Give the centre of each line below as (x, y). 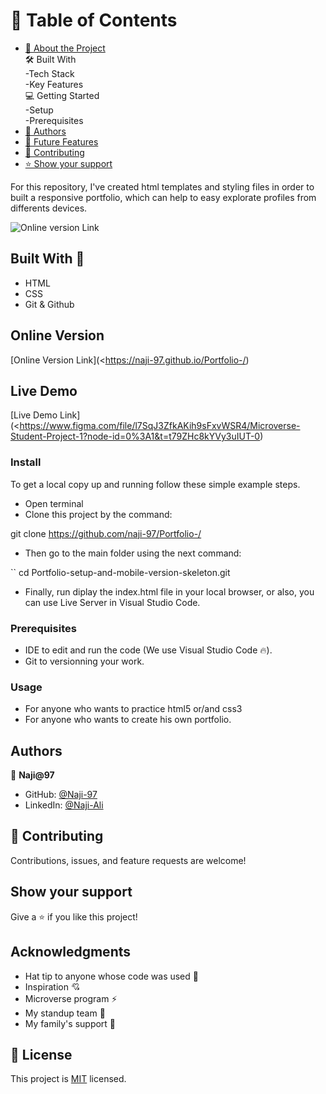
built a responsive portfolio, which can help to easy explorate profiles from (163, 197)
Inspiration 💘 (52, 986)
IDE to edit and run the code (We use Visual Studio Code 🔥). (148, 650)
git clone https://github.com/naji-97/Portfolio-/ (106, 533)
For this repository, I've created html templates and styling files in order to (162, 186)
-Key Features (54, 84)
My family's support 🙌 (70, 1023)
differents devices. (49, 208)
